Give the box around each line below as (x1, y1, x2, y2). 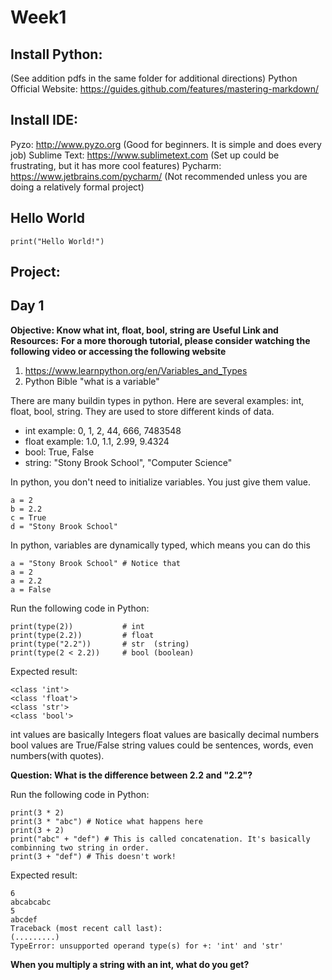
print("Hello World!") (10, 236, 105, 246)
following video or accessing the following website (10, 345, 227, 357)
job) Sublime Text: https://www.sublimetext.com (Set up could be (10, 149, 280, 161)
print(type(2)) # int (10, 621, 145, 631)
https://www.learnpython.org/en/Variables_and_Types (24, 364, 248, 376)
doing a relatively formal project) (10, 181, 145, 193)
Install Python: (10, 46, 103, 63)
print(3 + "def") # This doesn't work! (10, 851, 177, 861)
